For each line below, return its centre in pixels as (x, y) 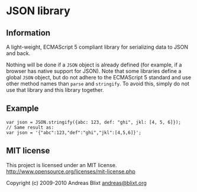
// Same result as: (30, 127)
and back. (18, 53)
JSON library (38, 11)
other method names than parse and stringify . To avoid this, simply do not (98, 84)
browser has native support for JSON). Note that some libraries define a (94, 71)
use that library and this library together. (55, 90)
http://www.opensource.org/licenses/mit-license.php (71, 171)
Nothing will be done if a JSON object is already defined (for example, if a (94, 65)
